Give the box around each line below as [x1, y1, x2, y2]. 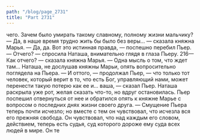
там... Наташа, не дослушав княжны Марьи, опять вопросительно [6, 62, 176, 70]
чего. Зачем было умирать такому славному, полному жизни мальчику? [6, 31, 193, 38]
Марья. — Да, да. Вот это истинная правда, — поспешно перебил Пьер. [6, 43, 192, 51]
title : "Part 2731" [6, 14, 55, 20]
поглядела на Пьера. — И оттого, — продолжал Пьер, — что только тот [6, 69, 190, 76]
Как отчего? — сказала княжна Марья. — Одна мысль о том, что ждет [6, 56, 187, 64]
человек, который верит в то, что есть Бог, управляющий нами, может [6, 76, 188, 83]
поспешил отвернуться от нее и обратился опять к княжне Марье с [6, 94, 181, 102]
